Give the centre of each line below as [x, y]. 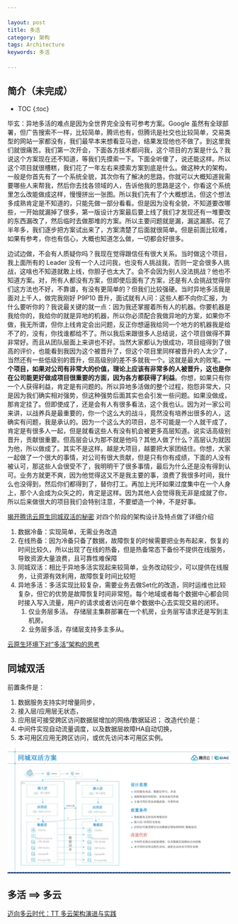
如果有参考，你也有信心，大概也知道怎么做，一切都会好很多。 [97, 238]
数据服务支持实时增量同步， [58, 702]
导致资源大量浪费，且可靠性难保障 [67, 558]
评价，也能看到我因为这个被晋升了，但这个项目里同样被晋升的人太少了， [125, 351]
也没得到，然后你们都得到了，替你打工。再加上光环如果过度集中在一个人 [119, 484]
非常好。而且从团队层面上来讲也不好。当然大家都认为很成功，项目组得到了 [116, 342]
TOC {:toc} [33, 108]
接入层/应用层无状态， [50, 711]
